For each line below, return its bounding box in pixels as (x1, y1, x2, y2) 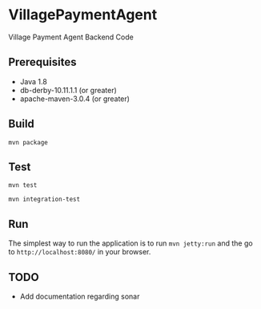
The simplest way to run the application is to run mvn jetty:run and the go (8, 238, 254, 248)
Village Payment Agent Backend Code (8, 32, 134, 42)
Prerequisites (8, 55, 77, 69)
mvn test (8, 181, 38, 189)
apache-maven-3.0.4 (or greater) (19, 94, 130, 104)
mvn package (8, 138, 48, 146)
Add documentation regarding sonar (19, 291, 140, 301)
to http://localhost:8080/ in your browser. (8, 247, 151, 257)
